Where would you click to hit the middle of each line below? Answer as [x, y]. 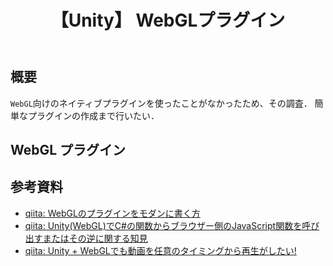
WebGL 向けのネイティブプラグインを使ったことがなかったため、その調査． [161, 103]
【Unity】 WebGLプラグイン [168, 20]
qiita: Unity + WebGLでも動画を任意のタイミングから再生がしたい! [160, 250]
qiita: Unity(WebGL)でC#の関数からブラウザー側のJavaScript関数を [163, 225]
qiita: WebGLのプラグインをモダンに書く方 [112, 213]
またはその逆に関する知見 [95, 238]
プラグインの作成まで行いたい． [93, 115]
